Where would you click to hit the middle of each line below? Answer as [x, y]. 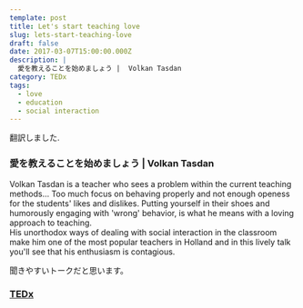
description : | [38, 60]
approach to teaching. [51, 223]
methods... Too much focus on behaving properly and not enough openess [150, 194]
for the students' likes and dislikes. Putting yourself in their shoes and [140, 203]
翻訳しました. [35, 138]
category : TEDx [38, 77]
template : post [38, 18]
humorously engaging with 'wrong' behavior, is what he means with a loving [151, 213]
